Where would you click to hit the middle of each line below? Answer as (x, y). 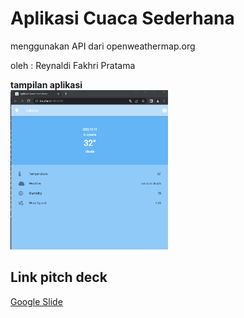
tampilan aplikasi (46, 84)
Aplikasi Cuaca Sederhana (122, 18)
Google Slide (36, 301)
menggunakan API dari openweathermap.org (103, 46)
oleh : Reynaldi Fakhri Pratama (73, 65)
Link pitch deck (59, 277)
